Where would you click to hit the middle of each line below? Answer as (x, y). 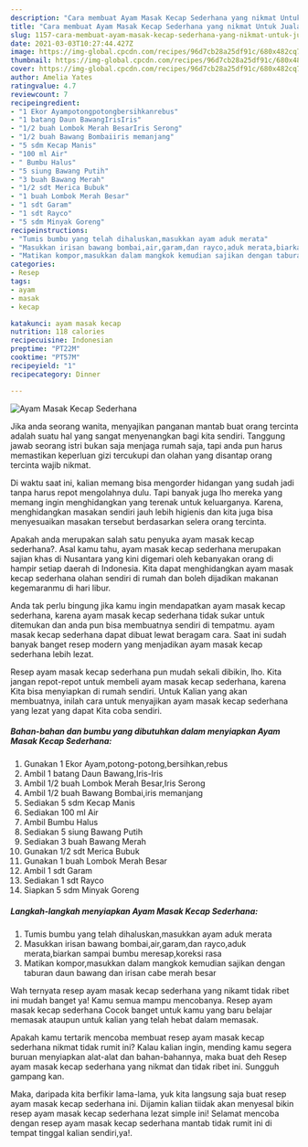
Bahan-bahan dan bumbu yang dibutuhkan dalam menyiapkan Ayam (146, 731)
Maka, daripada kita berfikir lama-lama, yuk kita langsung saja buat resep (149, 1094)
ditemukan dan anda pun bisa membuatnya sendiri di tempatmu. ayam (143, 625)
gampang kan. (37, 1077)
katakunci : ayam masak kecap (66, 324)
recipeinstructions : (50, 230)
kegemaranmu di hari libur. (61, 588)
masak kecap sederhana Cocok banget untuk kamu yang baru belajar (141, 1010)
